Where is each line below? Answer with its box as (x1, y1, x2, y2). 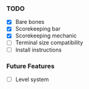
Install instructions (15, 46, 62, 53)
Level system (15, 75, 49, 83)
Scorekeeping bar (15, 25, 61, 33)
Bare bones (15, 18, 45, 26)
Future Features (6, 61, 55, 70)
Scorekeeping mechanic (15, 32, 77, 39)
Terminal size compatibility (15, 39, 83, 47)
